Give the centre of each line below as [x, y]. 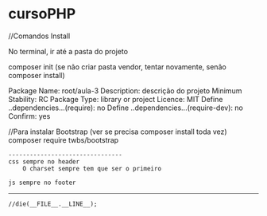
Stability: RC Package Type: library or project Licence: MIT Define [116, 99]
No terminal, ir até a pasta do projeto [68, 51]
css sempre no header [44, 161]
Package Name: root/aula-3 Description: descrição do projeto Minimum [125, 90]
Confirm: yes [29, 116]
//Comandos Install [39, 36]
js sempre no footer [43, 183]
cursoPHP [42, 14]
